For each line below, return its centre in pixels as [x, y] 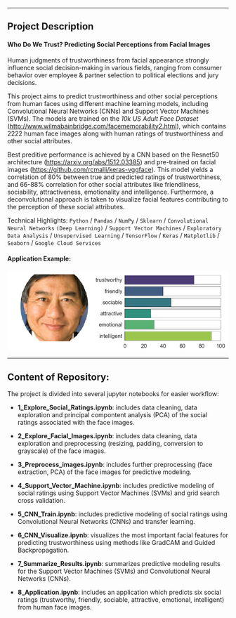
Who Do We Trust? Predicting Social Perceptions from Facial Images [109, 44]
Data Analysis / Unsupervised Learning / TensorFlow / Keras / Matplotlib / [113, 235]
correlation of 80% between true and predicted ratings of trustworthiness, [115, 177]
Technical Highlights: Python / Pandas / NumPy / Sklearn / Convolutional [108, 220]
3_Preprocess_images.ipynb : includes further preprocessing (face [115, 465]
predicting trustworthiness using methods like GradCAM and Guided [116, 543]
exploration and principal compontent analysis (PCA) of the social [112, 415]
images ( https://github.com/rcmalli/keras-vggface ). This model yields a [110, 169]
